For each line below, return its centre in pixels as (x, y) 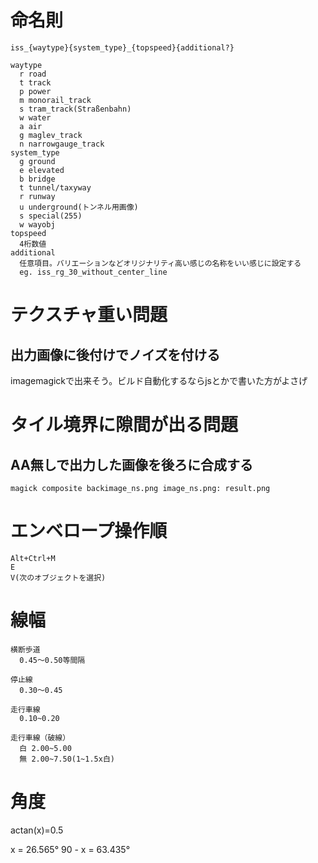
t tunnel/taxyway (55, 187)
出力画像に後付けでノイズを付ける (115, 354)
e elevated (42, 170)
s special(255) (51, 216)
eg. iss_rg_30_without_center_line (93, 272)
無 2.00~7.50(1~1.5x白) (67, 759)
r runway (37, 196)
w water (35, 117)
